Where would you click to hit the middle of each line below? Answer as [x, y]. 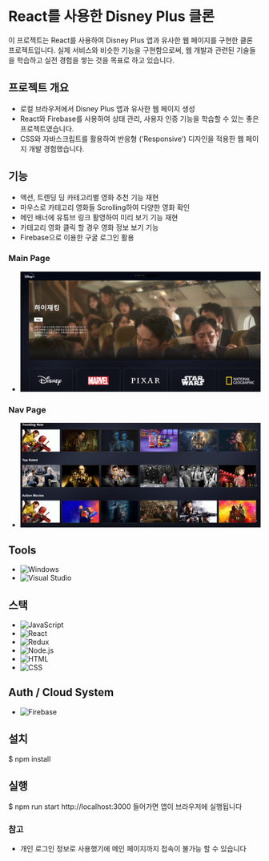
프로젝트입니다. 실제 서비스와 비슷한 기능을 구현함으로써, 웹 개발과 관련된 [121, 50]
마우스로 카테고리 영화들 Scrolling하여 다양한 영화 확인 [105, 207]
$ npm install [30, 758]
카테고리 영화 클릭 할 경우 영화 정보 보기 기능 [89, 227]
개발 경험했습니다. [56, 148]
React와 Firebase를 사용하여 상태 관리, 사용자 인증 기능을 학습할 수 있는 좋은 [139, 119]
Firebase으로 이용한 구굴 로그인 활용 [77, 237]
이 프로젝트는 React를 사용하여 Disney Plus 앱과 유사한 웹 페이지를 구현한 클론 [131, 40]
